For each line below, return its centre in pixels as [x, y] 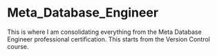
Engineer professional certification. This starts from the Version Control [109, 39]
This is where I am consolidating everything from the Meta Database [104, 32]
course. [18, 46]
